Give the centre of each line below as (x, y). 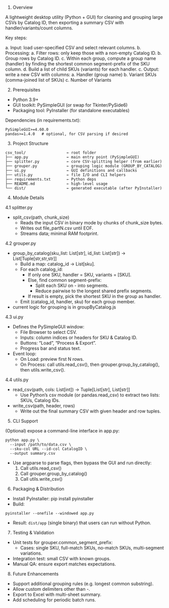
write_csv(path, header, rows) (44, 406)
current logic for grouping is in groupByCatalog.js (64, 307)
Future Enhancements (36, 574)
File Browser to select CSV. (48, 332)
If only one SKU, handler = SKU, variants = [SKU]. (80, 275)
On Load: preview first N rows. (52, 359)
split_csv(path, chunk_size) (41, 217)
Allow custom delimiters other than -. (51, 589)
